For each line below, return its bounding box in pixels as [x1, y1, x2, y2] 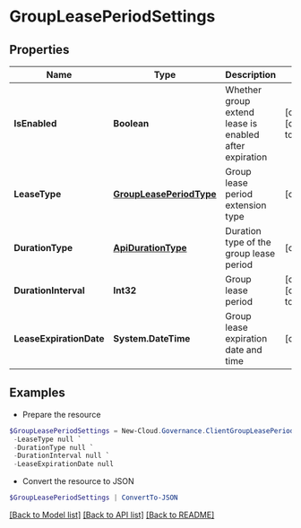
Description [225, 69, 277, 81]
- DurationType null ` [13, 443, 94, 452]
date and [225, 343, 262, 356]
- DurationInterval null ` [13, 451, 110, 461]
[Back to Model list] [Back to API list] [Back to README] [9, 509, 215, 521]
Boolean [113, 117, 150, 129]
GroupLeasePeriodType [113, 188, 217, 200]
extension [225, 199, 267, 212]
